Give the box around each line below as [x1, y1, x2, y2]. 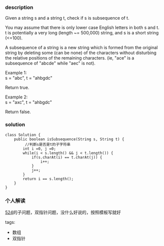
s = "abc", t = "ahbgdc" [5, 75, 53, 81]
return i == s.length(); [23, 176, 74, 181]
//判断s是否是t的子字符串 [25, 142, 70, 147]
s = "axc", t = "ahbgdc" [5, 99, 52, 105]
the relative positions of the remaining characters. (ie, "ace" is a [5, 55, 134, 61]
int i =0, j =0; [23, 146, 56, 151]
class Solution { [5, 132, 41, 137]
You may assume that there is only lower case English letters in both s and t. [5, 25, 160, 31]
